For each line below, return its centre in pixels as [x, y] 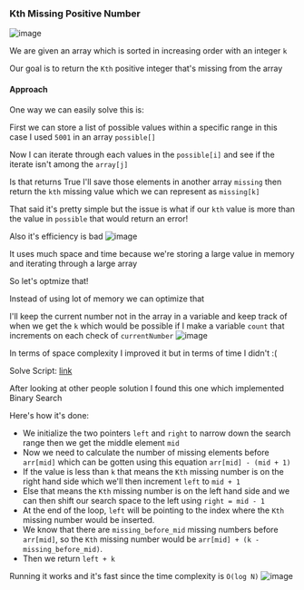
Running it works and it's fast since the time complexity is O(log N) [134, 575]
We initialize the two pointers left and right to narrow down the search [157, 433]
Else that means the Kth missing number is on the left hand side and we [156, 491]
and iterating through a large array [74, 263]
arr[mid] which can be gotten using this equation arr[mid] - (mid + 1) [157, 462]
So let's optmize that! [49, 280]
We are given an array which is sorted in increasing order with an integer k [148, 51]
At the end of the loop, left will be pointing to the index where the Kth [153, 510]
